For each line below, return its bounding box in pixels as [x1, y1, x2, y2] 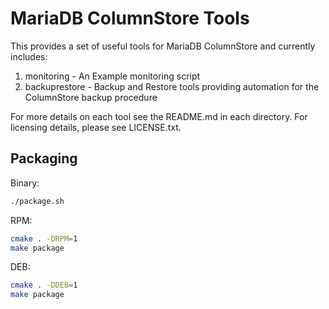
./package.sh [10, 196, 65, 206]
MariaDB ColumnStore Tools [10, 7, 250, 30]
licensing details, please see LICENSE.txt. [10, 121, 182, 133]
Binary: [10, 177, 40, 189]
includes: [10, 50, 48, 62]
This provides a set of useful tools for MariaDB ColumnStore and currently [10, 40, 316, 52]
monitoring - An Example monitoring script [24, 70, 201, 82]
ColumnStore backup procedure [24, 91, 158, 103]
